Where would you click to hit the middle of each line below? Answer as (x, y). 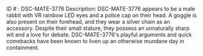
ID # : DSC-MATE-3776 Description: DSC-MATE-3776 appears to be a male (101, 9)
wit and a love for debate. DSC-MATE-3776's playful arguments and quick (99, 35)
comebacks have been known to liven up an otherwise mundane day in (95, 41)
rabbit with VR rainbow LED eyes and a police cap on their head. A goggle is (101, 15)
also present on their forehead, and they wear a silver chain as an (88, 22)
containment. (23, 47)
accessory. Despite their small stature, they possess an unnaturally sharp (98, 28)
